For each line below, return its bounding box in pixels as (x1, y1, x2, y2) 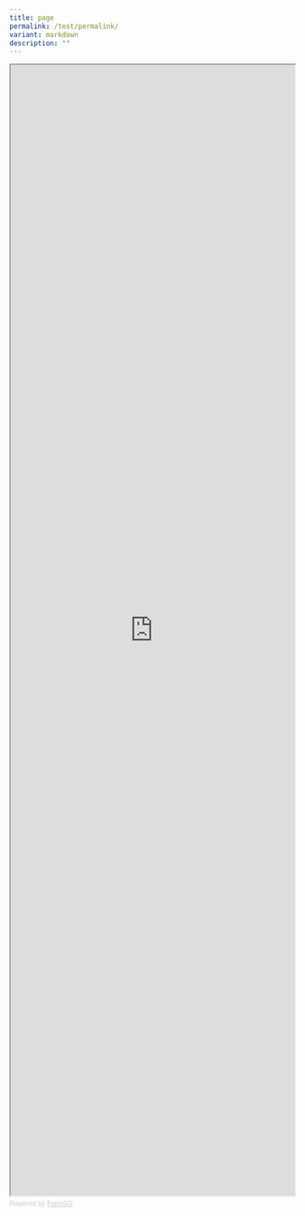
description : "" (9, 38, 70, 48)
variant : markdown (9, 30, 79, 39)
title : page (9, 13, 54, 23)
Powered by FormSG (9, 1200, 74, 1209)
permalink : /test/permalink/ (9, 22, 119, 31)
